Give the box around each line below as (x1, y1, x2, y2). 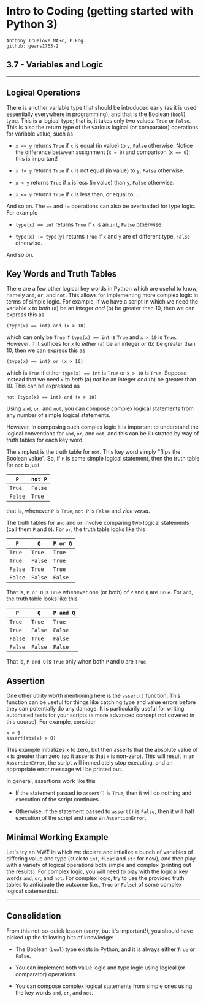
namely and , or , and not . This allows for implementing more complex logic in (6, 291, 199, 299)
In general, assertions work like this (6, 778, 96, 785)
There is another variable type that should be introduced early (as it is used (6, 104, 197, 111)
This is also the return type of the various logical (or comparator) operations (6, 123, 199, 131)
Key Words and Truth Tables (6, 269, 117, 279)
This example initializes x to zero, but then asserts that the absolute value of (6, 746, 198, 754)
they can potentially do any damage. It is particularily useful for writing (6, 705, 185, 713)
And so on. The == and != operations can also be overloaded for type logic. (6, 202, 196, 210)
